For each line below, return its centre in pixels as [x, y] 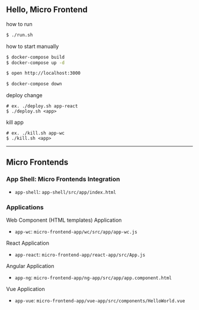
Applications [25, 207]
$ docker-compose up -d [36, 63]
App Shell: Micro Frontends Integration [63, 179]
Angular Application [30, 266]
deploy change [24, 95]
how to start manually [33, 46]
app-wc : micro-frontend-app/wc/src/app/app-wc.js [76, 232]
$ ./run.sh [20, 35]
